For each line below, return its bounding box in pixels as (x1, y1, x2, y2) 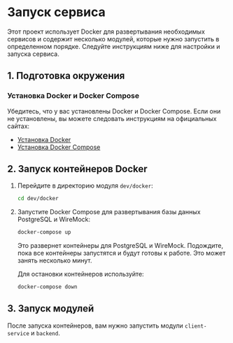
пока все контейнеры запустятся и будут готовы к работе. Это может (17, 249, 226, 258)
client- (184, 323, 207, 330)
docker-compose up (17, 229, 71, 236)
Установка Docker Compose (17, 143, 101, 151)
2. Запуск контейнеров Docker (7, 163, 148, 175)
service (7, 330, 30, 337)
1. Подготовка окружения (7, 70, 125, 82)
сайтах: (7, 122, 30, 130)
